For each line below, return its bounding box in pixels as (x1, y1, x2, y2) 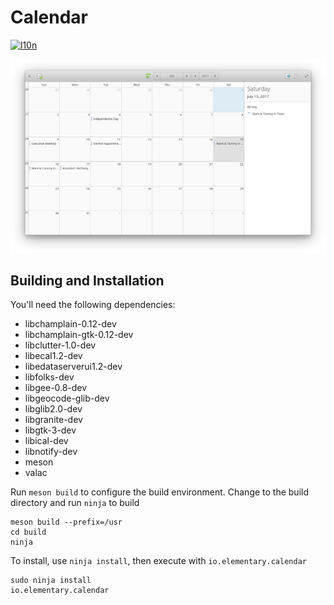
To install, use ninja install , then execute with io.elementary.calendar (10, 555, 307, 567)
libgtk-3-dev (24, 424, 77, 436)
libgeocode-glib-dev (24, 392, 110, 405)
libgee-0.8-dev (24, 382, 88, 394)
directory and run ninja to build (10, 497, 140, 509)
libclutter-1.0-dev (24, 339, 97, 351)
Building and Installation (10, 272, 165, 289)
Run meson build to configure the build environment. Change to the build (10, 486, 310, 498)
